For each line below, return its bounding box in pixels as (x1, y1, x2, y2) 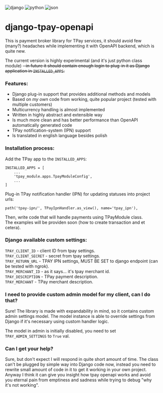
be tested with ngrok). (5, 263, 50, 269)
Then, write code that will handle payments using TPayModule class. (5, 214, 143, 220)
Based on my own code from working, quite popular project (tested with (12, 97, 157, 102)
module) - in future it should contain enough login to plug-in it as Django (5, 62, 150, 68)
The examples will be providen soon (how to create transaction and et (5, 219, 145, 225)
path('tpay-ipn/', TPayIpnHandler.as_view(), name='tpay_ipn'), (5, 205, 138, 211)
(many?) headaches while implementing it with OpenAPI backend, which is (5, 43, 155, 49)
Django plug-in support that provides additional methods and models (12, 91, 151, 97)
